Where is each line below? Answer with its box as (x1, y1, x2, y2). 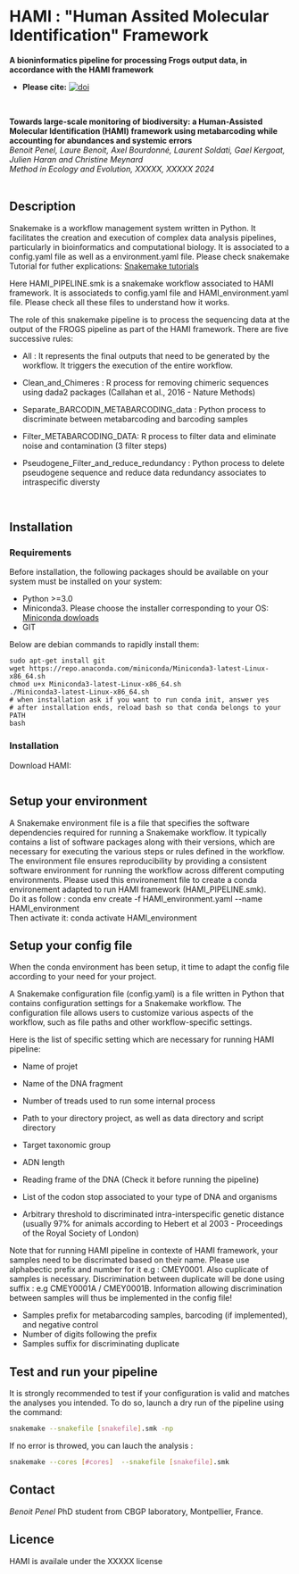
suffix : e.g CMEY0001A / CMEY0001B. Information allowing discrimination (9, 1283, 283, 1294)
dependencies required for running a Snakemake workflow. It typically (9, 827, 268, 837)
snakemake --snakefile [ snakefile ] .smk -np (9, 1424, 174, 1434)
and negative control (21, 1320, 99, 1330)
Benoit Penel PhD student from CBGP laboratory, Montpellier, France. (9, 1506, 263, 1517)
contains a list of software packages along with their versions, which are (9, 837, 276, 847)
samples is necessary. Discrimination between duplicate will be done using (9, 1274, 286, 1285)
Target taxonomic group (21, 1140, 112, 1151)
